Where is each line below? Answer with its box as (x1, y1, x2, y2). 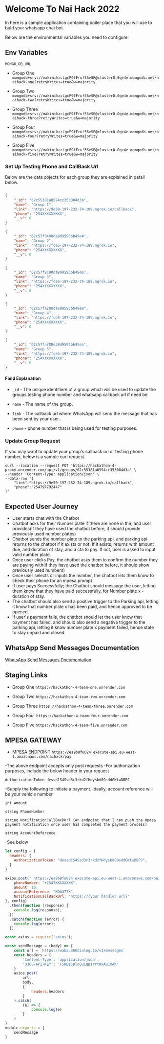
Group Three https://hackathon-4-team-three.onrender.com (12, 703, 133, 709)
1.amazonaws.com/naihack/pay (12, 754, 72, 759)
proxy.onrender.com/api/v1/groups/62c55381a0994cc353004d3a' (5, 467, 132, 473)
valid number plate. (12, 552, 51, 557)
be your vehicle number (5, 791, 53, 797)
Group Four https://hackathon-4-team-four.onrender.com (12, 712, 128, 718)
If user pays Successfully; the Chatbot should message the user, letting (12, 582, 156, 588)
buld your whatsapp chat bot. (5, 24, 64, 30)
